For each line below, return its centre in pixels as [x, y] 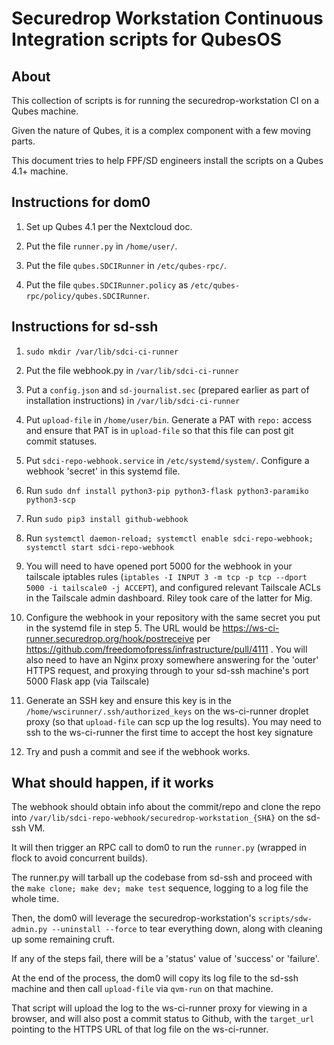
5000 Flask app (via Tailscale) [87, 681]
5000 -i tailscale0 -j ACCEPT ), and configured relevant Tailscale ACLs [173, 587]
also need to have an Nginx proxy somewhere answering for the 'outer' [172, 659]
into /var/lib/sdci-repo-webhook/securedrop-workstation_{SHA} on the [157, 818]
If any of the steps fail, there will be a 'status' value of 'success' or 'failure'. [165, 959]
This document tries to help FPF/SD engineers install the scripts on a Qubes [167, 160]
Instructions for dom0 [81, 202]
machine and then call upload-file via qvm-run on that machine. [142, 989]
